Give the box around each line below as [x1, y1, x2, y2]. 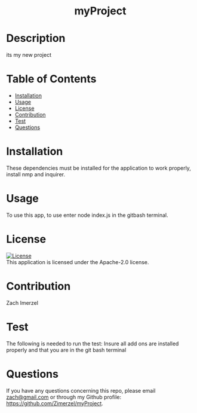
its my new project [6, 51, 52, 59]
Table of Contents [6, 72, 97, 86]
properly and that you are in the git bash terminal [6, 346, 127, 353]
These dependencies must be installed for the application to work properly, [6, 164, 191, 172]
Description [6, 32, 66, 45]
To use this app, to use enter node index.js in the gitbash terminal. [6, 211, 168, 219]
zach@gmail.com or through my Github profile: [6, 393, 121, 400]
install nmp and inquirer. [6, 171, 66, 178]
